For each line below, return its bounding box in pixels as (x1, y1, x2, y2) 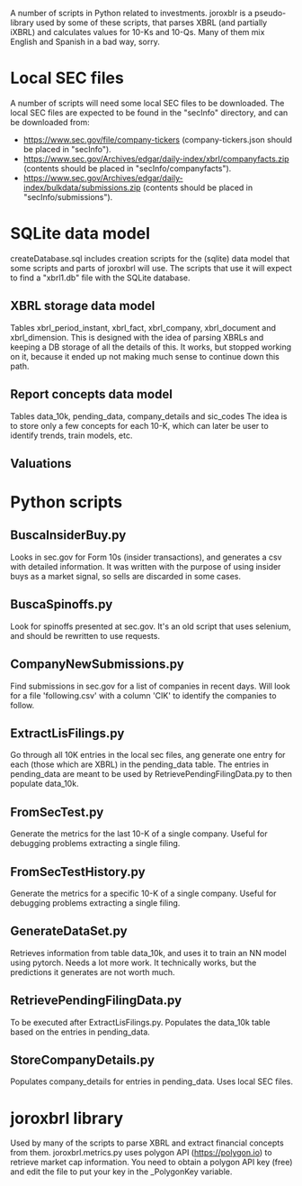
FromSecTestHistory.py (10, 864, 147, 880)
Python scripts (10, 492, 123, 513)
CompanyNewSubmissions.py (10, 657, 185, 672)
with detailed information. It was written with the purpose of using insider (10, 561, 281, 571)
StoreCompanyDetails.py (10, 1052, 155, 1067)
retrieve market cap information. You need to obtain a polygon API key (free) (10, 1157, 293, 1168)
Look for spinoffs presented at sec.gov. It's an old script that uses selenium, (10, 621, 291, 632)
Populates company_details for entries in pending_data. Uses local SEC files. (10, 1076, 294, 1087)
